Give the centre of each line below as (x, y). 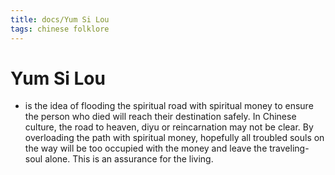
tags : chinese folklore (60, 29)
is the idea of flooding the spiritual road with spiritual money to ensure (169, 106)
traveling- (289, 148)
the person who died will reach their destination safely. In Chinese (160, 117)
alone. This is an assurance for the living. (129, 159)
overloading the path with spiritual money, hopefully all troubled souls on (174, 138)
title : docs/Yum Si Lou (60, 19)
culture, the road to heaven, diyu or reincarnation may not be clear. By (169, 127)
